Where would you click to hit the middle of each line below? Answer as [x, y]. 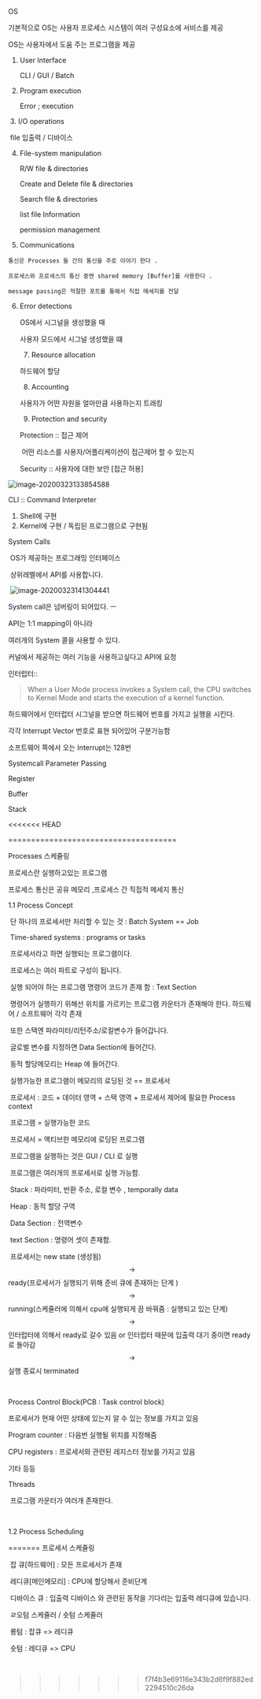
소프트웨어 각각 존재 [51, 1013]
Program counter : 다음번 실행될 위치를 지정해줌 [83, 1435]
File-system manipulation [61, 153]
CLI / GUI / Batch [47, 75]
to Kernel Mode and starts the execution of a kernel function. [126, 698]
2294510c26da [169, 1688]
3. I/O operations [37, 121]
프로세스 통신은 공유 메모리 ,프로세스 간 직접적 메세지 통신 [96, 889]
